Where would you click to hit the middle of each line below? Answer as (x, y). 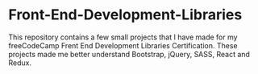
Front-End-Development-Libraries (125, 15)
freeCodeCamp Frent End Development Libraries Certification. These (123, 45)
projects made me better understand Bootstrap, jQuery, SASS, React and (129, 54)
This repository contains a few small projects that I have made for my (123, 37)
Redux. (20, 63)
